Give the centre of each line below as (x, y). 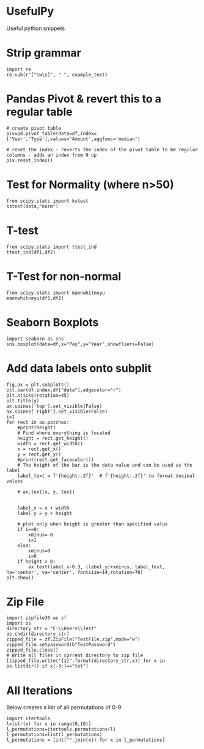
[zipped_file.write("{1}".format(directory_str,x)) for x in (86, 661)
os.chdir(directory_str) (38, 634)
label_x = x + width (43, 508)
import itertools (28, 719)
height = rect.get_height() (53, 438)
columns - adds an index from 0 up (52, 155)
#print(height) (37, 427)
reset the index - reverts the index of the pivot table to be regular (105, 149)
